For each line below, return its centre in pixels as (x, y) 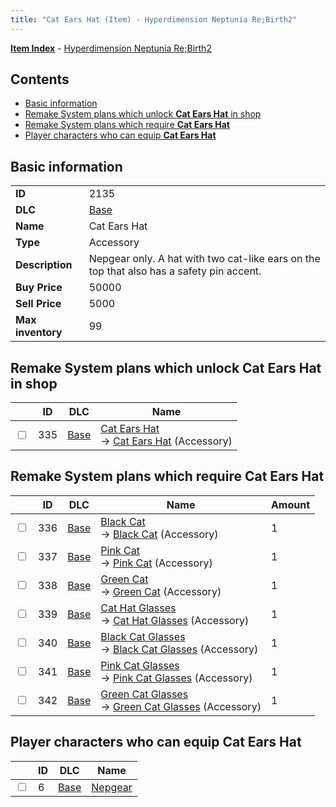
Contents (40, 79)
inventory (39, 333)
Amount (290, 504)
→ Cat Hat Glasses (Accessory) (175, 620)
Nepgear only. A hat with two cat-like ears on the (204, 259)
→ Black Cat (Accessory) (159, 534)
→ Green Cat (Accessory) (161, 591)
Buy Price (39, 288)
